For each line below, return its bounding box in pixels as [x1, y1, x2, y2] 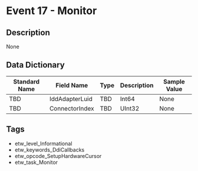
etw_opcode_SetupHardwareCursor [14, 152, 102, 159]
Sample [163, 78, 186, 86]
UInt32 [120, 104, 140, 112]
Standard [13, 78, 40, 86]
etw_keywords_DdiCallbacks [14, 146, 85, 153]
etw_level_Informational [14, 140, 72, 147]
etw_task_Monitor [14, 159, 58, 166]
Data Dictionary [6, 60, 65, 70]
